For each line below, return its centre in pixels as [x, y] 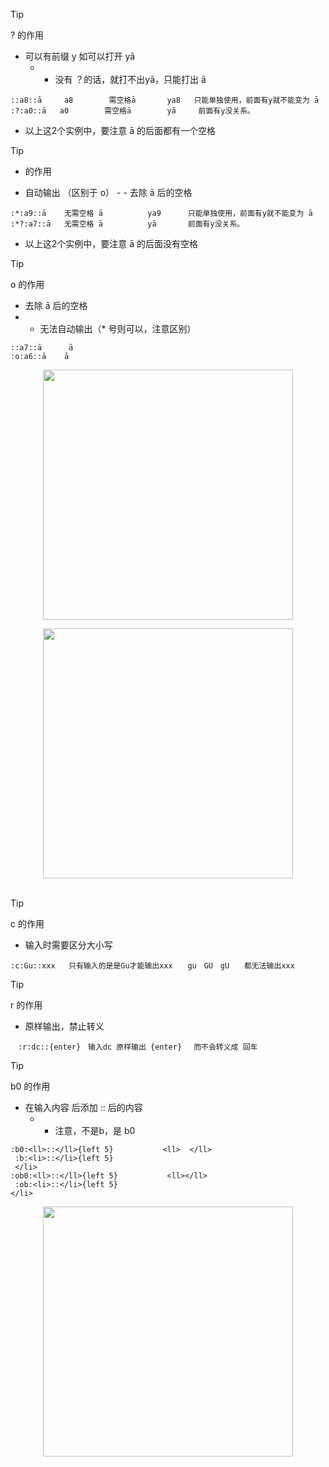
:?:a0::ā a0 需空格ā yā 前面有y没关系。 [132, 111]
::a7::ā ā [42, 348]
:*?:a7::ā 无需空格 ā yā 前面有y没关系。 [127, 224]
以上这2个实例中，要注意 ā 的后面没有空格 [111, 243]
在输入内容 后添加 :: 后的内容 [83, 1107]
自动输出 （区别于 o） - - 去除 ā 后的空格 [108, 192]
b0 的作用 [30, 1086]
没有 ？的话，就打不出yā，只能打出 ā [130, 79]
